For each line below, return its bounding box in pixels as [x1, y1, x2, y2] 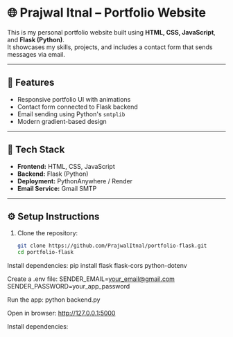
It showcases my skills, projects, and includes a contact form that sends [7, 43, 213, 51]
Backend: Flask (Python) [17, 170, 89, 178]
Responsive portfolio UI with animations [17, 95, 131, 103]
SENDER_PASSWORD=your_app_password [7, 282, 130, 291]
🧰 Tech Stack [7, 144, 65, 156]
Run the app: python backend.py [7, 295, 101, 304]
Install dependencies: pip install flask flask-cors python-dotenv [7, 262, 187, 270]
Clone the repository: [17, 229, 78, 237]
